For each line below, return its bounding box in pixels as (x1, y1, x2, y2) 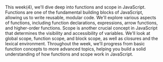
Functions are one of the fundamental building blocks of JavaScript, (5, 9, 143, 15)
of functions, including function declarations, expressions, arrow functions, (5, 20, 158, 26)
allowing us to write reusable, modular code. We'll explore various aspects (5, 15, 157, 20)
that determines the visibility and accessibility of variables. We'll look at (5, 31, 151, 36)
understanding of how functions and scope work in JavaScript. (5, 51, 133, 57)
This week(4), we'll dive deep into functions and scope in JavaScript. (5, 4, 146, 10)
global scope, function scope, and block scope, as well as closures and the (5, 35, 158, 41)
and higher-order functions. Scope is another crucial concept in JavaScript (5, 25, 158, 31)
